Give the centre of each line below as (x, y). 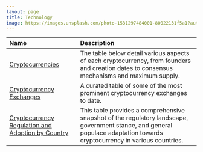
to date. (91, 101)
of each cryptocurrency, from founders (136, 61)
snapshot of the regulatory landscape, (134, 118)
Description (97, 43)
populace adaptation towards (121, 133)
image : (14, 23)
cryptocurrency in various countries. (132, 141)
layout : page (23, 12)
